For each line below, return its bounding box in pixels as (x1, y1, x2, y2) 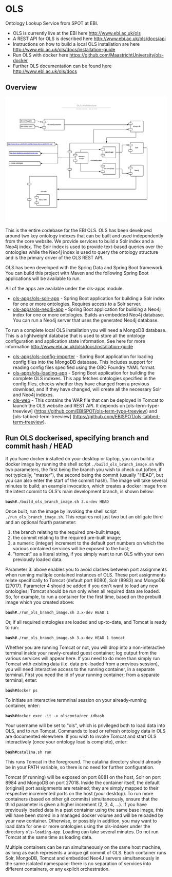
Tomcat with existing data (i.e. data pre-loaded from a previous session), (5, 661, 159, 667)
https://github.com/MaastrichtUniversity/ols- (69, 52, 164, 58)
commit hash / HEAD (5, 442, 73, 451)
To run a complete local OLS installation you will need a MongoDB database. (5, 327, 167, 333)
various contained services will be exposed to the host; (12, 545, 130, 551)
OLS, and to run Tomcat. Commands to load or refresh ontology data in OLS (5, 727, 166, 734)
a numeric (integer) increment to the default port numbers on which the (12, 540, 164, 546)
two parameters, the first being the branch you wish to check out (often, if (5, 466, 162, 473)
